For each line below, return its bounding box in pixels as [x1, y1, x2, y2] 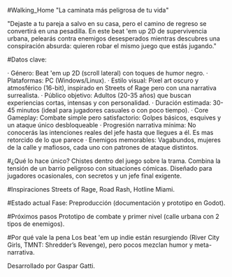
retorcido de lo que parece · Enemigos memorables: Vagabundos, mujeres [7, 136, 222, 144]
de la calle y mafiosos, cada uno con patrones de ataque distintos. [7, 143, 198, 151]
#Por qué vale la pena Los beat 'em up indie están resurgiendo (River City [7, 234, 220, 241]
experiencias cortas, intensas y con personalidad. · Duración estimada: [7, 99, 212, 107]
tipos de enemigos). [7, 220, 65, 228]
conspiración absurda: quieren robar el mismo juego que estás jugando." [7, 42, 217, 50]
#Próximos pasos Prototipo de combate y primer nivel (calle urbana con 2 [7, 213, 220, 220]
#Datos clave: [7, 55, 47, 64]
